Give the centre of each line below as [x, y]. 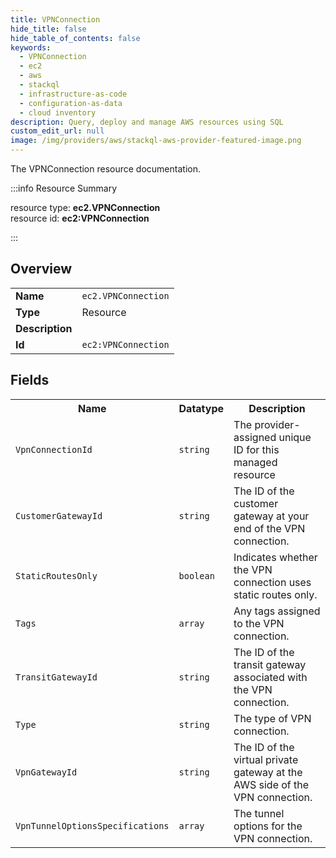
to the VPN [259, 623]
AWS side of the [271, 784]
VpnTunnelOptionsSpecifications [92, 825]
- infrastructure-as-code [73, 94]
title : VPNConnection [55, 19]
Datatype [201, 408]
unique [295, 437]
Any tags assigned [277, 611]
